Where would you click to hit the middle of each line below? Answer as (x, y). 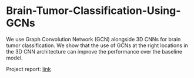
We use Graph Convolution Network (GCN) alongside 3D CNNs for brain (93, 39)
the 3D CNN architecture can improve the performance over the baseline (94, 51)
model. (14, 58)
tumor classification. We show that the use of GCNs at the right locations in (97, 45)
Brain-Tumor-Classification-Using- (93, 11)
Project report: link (29, 69)
